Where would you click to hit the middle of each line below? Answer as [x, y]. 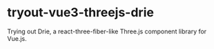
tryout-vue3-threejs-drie [80, 13]
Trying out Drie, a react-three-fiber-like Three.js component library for [107, 31]
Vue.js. [17, 38]
